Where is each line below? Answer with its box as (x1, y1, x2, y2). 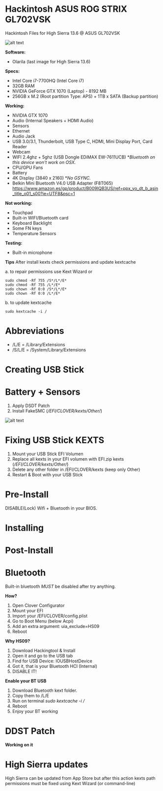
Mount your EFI (12, 608, 43, 614)
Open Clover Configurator (12, 602, 65, 608)
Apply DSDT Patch (12, 403, 50, 409)
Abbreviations (5, 326, 64, 337)
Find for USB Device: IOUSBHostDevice (12, 658, 92, 664)
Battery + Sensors (5, 386, 81, 398)
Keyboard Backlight (12, 220, 52, 226)
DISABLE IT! (12, 669, 37, 675)
